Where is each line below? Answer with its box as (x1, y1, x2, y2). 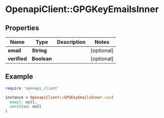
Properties (5, 24, 39, 32)
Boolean (32, 55, 52, 62)
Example (5, 72, 33, 81)
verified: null (10, 104, 42, 109)
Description (57, 39, 86, 45)
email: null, (10, 99, 37, 104)
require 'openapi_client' (5, 86, 60, 91)
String (32, 47, 47, 54)
